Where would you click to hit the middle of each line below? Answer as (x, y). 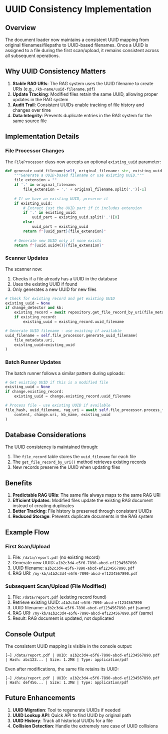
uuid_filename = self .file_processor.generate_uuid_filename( (71, 335)
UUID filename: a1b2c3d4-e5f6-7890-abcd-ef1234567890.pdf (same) (81, 608)
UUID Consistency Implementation (78, 9)
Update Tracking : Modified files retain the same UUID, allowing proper (85, 94)
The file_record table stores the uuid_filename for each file (74, 457)
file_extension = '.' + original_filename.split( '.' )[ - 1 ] (85, 189)
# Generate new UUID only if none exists (58, 241)
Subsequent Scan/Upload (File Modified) (56, 586)
